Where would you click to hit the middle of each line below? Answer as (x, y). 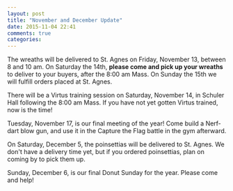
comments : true (29, 33)
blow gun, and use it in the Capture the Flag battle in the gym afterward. (123, 131)
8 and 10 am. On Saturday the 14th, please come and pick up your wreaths (115, 67)
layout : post (26, 14)
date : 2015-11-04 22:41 (42, 26)
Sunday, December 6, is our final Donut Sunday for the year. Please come (112, 173)
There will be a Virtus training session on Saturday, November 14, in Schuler (116, 95)
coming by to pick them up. (46, 159)
